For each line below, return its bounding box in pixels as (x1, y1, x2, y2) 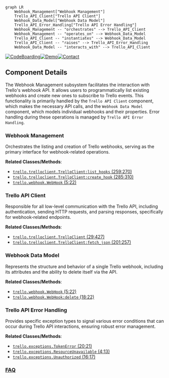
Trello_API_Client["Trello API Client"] (14, 14, 101, 19)
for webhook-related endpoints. (5, 214, 71, 220)
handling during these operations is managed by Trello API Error (5, 114, 144, 120)
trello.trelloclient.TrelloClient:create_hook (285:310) (12, 174, 134, 180)
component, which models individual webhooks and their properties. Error (5, 108, 160, 115)
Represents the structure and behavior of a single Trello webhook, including (5, 263, 163, 270)
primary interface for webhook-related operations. (5, 149, 110, 155)
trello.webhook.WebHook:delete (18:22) (12, 294, 95, 300)
